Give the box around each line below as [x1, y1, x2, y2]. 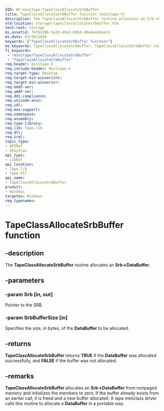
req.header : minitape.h [5, 62, 54, 67]
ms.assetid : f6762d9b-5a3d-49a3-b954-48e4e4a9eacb [5, 30, 110, 35]
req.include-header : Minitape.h [5, 67, 71, 71]
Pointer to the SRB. [5, 302, 43, 308]
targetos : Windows [5, 194, 42, 199]
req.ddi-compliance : [5, 93, 47, 98]
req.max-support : [5, 107, 41, 113]
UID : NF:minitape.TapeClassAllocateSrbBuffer [5, 7, 99, 12]
